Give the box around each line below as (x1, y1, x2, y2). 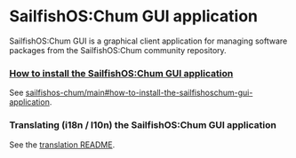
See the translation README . (9, 139, 116, 150)
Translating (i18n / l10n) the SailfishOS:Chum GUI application (9, 119, 277, 131)
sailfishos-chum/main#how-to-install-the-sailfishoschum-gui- (25, 87, 253, 99)
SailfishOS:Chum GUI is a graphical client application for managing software (9, 36, 288, 46)
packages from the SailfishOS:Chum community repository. (9, 44, 227, 55)
